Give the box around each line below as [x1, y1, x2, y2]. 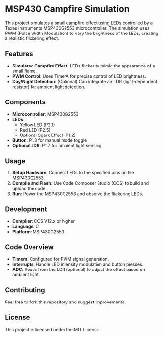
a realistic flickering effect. [5, 35, 59, 41]
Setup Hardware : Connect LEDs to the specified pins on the [12, 170, 134, 176]
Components [5, 98, 46, 106]
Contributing [5, 286, 45, 294]
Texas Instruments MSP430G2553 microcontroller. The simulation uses [5, 25, 150, 31]
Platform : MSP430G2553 [12, 229, 65, 235]
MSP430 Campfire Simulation [5, 3, 130, 15]
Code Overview [5, 243, 54, 251]
